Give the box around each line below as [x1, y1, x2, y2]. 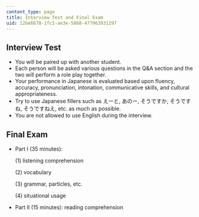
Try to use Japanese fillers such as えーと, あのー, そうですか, [14, 98, 169, 105]
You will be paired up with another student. [14, 58, 121, 66]
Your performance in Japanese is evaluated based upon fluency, [14, 78, 176, 85]
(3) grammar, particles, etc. [14, 180, 83, 187]
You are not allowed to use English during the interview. [14, 112, 153, 119]
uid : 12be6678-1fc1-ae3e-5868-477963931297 [6, 20, 117, 26]
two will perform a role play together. [14, 71, 106, 78]
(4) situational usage [14, 192, 66, 199]
